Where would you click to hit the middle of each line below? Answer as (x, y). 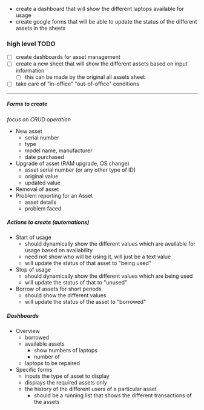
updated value (43, 183)
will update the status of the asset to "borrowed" (85, 302)
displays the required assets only (66, 383)
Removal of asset (37, 189)
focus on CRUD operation (39, 119)
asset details (41, 202)
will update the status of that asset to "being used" (88, 263)
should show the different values (65, 295)
